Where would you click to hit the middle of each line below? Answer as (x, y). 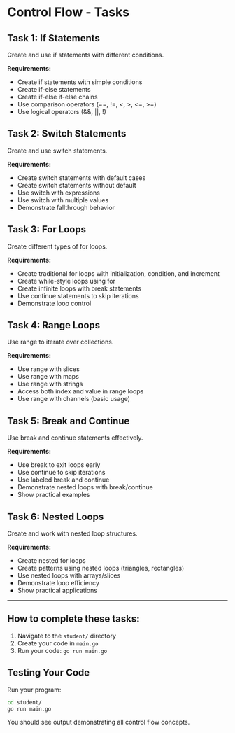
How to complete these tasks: (73, 619)
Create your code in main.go (58, 643)
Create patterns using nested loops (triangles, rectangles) (101, 568)
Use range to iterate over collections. (60, 342)
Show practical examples (54, 495)
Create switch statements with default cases (81, 177)
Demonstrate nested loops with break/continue (85, 487)
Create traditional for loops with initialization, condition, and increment (119, 273)
